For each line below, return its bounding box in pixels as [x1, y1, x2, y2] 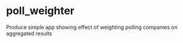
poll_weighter [6, 4, 75, 18]
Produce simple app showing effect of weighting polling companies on [6, 24, 178, 31]
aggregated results [6, 29, 53, 37]
